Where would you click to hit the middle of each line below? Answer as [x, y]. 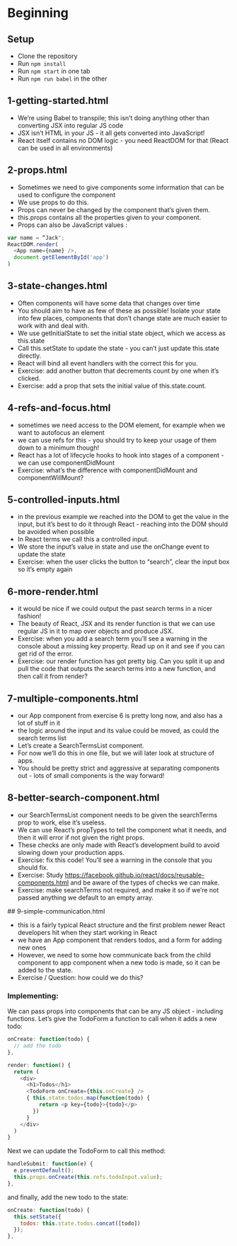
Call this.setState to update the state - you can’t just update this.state [118, 348]
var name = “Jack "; [36, 238]
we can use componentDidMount [66, 462]
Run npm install [42, 64]
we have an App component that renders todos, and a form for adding [120, 940]
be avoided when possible [56, 532]
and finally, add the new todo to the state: [68, 1197]
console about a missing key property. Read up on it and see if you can [121, 646]
